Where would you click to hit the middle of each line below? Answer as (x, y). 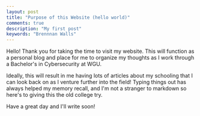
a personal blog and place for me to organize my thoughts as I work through (100, 58)
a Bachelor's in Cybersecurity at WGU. (54, 64)
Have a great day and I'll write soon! (51, 106)
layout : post (23, 12)
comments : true (25, 23)
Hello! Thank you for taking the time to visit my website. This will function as (100, 51)
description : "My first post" (44, 29)
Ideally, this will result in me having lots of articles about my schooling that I (100, 76)
